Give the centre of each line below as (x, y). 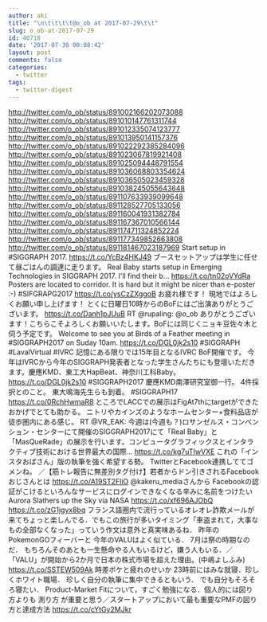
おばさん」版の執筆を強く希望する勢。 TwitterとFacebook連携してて (134, 462)
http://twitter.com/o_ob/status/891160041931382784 (94, 214)
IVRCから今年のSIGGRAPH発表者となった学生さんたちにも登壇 (125, 362)
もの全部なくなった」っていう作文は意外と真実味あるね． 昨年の (114, 530)
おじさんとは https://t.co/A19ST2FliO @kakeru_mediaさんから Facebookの (130, 482)
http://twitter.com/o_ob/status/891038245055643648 (97, 189)
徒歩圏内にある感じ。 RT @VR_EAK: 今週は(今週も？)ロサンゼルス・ (120, 422)
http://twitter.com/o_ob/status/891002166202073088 (96, 112)
